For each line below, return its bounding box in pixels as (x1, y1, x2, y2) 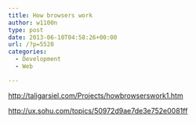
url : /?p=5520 (8, 41, 55, 49)
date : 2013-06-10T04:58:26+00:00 (8, 33, 118, 42)
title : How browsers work (8, 11, 93, 20)
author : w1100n (8, 19, 58, 27)
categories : (8, 48, 47, 56)
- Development (15, 56, 61, 63)
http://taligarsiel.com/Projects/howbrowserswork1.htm (8, 91, 183, 100)
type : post (8, 26, 44, 34)
